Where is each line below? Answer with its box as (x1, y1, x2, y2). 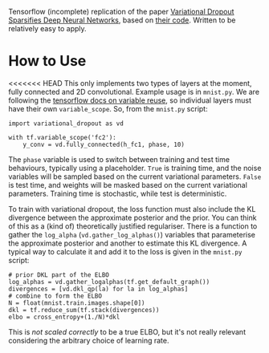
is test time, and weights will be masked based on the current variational (8, 180, 247, 189)
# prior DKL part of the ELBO (8, 270, 110, 279)
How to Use (8, 52, 87, 71)
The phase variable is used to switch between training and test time (8, 154, 230, 164)
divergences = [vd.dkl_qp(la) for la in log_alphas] (8, 285, 189, 293)
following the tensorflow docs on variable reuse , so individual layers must (8, 95, 251, 105)
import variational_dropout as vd (8, 120, 124, 128)
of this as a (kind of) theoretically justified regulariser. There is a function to (8, 221, 258, 231)
